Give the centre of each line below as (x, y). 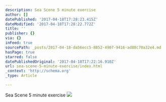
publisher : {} (20, 33)
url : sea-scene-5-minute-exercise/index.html (54, 66)
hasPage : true (20, 52)
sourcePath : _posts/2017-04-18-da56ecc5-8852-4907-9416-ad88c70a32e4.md (83, 47)
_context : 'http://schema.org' (38, 71)
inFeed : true (19, 43)
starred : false (21, 57)
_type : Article (21, 76)
